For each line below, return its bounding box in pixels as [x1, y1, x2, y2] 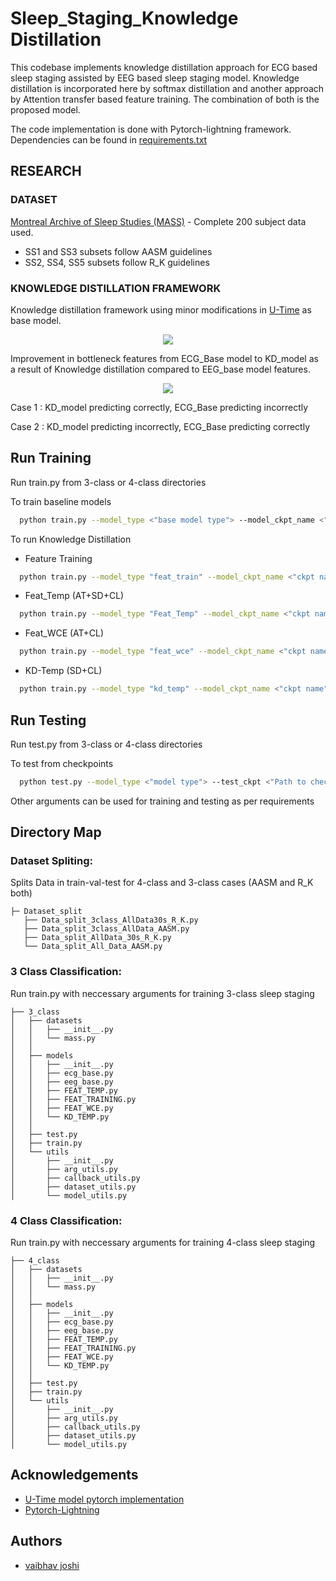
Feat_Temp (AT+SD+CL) [24, 590, 125, 602]
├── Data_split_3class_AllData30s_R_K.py [23, 915, 199, 926]
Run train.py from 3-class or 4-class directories [10, 476, 207, 488]
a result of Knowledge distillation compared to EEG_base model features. [10, 363, 311, 375]
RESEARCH [10, 163, 82, 180]
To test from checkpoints [10, 757, 114, 769]
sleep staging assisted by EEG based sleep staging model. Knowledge [10, 72, 300, 84]
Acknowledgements [10, 1467, 139, 1484]
